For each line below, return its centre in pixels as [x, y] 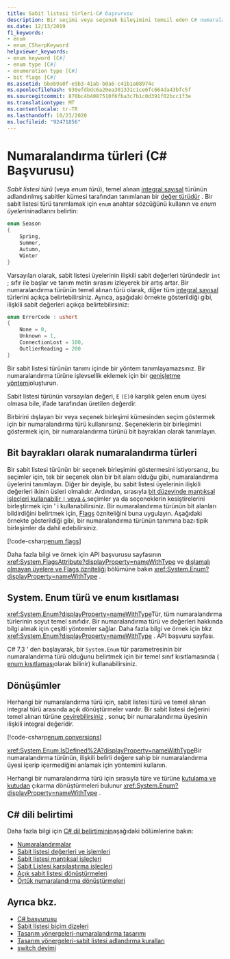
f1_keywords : [26, 33]
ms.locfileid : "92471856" [44, 122]
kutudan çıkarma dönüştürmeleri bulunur [65, 785]
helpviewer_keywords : [38, 52]
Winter [29, 256]
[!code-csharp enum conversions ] [54, 737]
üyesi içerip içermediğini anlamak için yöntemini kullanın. [87, 765]
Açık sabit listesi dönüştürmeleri [62, 873]
